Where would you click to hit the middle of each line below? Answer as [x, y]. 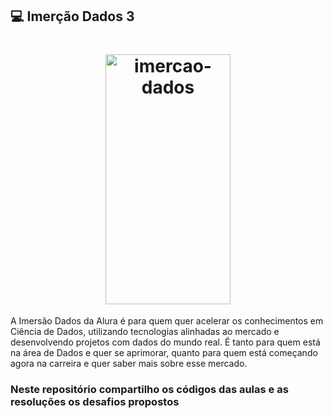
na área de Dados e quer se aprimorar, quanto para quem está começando [164, 353]
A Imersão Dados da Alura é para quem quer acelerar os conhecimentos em [167, 321]
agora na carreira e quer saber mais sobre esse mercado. [129, 364]
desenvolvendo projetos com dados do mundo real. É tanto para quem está [165, 342]
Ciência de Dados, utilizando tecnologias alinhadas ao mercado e [145, 332]
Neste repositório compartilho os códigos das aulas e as [149, 390]
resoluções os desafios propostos [95, 402]
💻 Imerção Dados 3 [72, 16]
